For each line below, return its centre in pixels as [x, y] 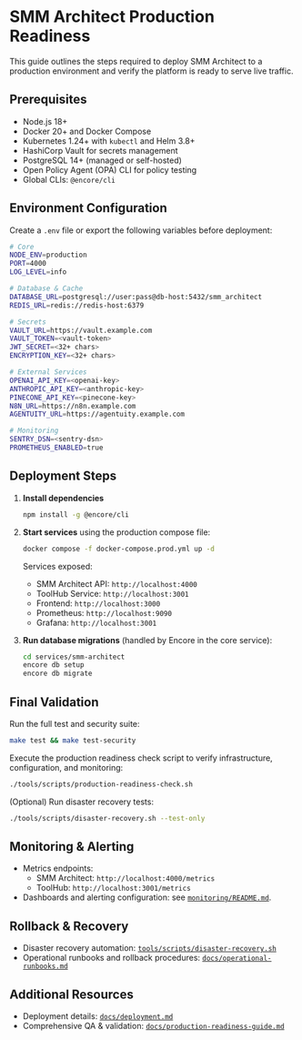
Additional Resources [71, 994]
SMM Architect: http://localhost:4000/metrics [126, 878]
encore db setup [53, 665]
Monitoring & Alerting [72, 847]
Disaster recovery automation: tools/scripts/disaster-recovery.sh [150, 948]
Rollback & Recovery [69, 926]
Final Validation [54, 702]
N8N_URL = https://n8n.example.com [73, 406]
